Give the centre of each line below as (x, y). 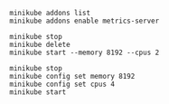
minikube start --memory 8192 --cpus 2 (84, 52)
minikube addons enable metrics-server (84, 21)
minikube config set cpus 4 (62, 84)
